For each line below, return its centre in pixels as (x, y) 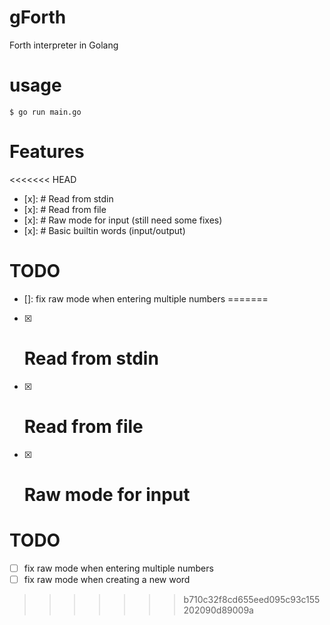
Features (47, 152)
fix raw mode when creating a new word (107, 579)
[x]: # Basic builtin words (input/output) (104, 230)
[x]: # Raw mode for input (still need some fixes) (123, 220)
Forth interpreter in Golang (64, 45)
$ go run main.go (45, 112)
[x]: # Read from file (65, 209)
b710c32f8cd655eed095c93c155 (252, 599)
